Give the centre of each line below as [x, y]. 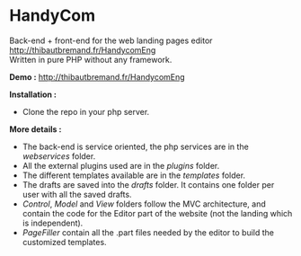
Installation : [33, 94]
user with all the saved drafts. [77, 194]
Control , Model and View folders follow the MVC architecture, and [144, 204]
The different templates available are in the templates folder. [133, 175]
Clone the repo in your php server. [86, 111]
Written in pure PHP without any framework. [91, 59]
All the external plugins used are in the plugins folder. [121, 165]
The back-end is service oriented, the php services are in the [135, 146]
